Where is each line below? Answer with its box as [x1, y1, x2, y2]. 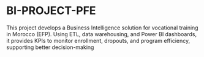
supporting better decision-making [6, 44, 94, 51]
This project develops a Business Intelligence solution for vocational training [6, 24, 198, 31]
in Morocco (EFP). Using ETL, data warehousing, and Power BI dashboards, [6, 30, 197, 37]
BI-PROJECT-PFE [6, 4, 96, 18]
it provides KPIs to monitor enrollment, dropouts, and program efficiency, [6, 37, 191, 44]
